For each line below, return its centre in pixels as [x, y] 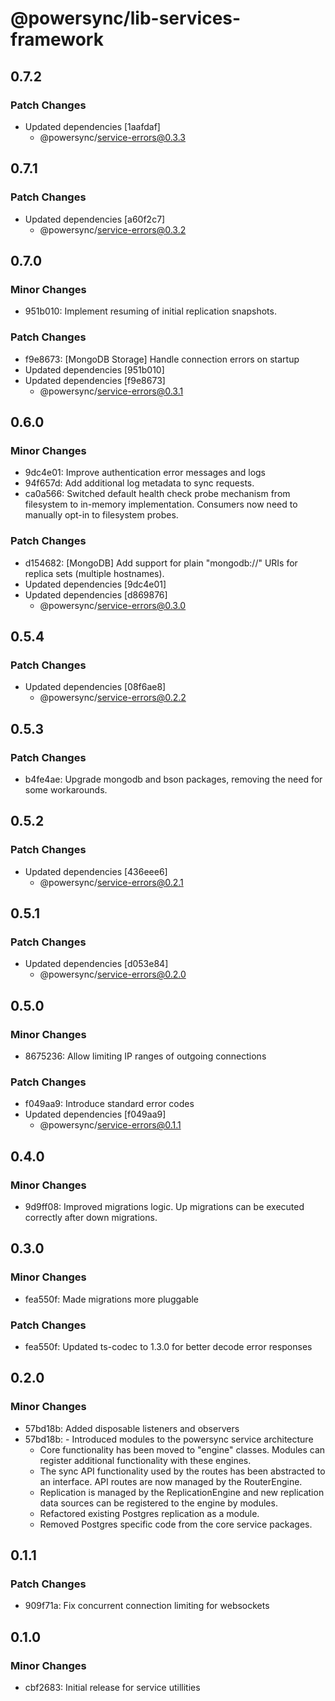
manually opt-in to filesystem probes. [101, 515]
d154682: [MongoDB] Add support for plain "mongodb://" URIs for [161, 563]
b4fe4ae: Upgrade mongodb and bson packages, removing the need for [173, 779]
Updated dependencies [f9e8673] [95, 380]
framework [57, 39]
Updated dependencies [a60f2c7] [95, 219]
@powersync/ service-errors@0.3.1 [111, 391]
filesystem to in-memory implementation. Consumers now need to [161, 504]
